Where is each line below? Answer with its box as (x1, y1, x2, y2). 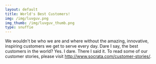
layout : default (5, 7, 38, 12)
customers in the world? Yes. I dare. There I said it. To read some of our (5, 49, 148, 54)
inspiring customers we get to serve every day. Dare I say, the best (5, 43, 139, 49)
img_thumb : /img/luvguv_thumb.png (5, 20, 75, 26)
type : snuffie (5, 25, 34, 30)
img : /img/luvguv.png (5, 16, 49, 21)
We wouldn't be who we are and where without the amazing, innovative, (5, 38, 149, 44)
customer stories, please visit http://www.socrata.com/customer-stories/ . (5, 53, 152, 59)
